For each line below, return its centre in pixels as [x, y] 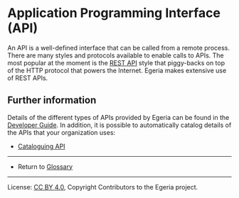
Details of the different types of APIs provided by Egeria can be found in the [118, 117]
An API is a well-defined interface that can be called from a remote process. [118, 48]
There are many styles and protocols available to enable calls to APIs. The [116, 55]
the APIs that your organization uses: [62, 132]
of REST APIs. [28, 78]
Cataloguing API [41, 146]
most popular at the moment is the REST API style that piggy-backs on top [116, 62]
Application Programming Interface [114, 13]
